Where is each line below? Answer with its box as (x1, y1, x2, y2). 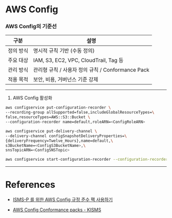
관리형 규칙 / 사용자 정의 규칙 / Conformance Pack (33, 67, 149, 74)
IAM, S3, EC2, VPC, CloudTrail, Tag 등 (33, 57, 124, 64)
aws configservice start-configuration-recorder (5, 157, 111, 162)
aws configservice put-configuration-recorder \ (5, 105, 111, 111)
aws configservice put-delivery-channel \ (5, 128, 97, 134)
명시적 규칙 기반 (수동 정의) (33, 47, 95, 54)
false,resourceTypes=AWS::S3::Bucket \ (5, 115, 91, 120)
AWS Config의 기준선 (5, 23, 57, 30)
